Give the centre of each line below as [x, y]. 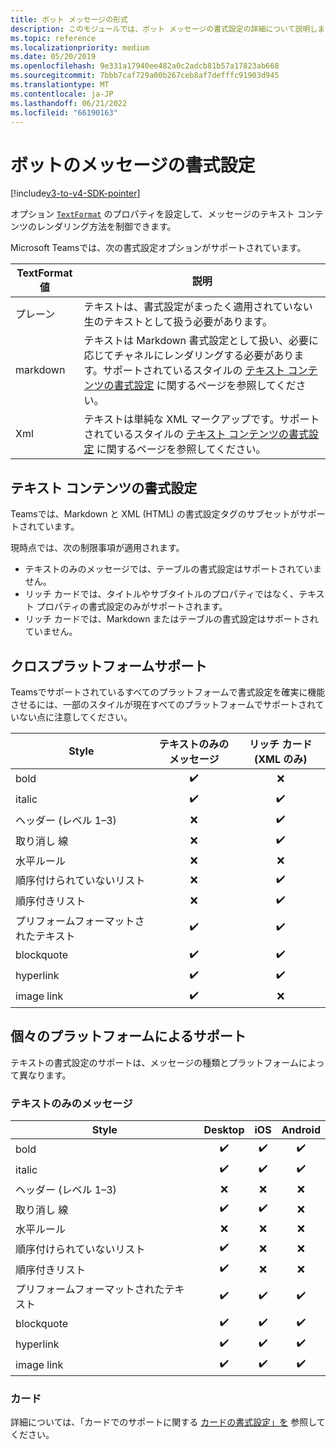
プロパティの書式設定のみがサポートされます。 [132, 607]
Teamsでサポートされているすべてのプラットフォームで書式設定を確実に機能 [168, 692]
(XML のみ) [280, 759]
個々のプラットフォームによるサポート [128, 1036]
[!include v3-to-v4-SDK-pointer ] [75, 193]
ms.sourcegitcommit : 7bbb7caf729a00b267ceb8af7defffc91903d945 [145, 76]
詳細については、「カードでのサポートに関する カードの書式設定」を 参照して [168, 1422]
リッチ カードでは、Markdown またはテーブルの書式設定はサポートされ [171, 619]
